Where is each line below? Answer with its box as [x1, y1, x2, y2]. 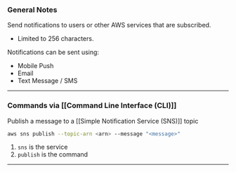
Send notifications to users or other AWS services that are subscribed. [7, 21, 211, 29]
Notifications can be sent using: [7, 48, 100, 57]
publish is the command [17, 150, 88, 159]
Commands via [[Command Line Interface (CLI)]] [7, 100, 177, 110]
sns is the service [17, 143, 68, 152]
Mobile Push [17, 62, 54, 70]
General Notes [7, 5, 58, 15]
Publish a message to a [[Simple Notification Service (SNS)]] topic [7, 117, 199, 125]
